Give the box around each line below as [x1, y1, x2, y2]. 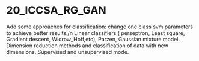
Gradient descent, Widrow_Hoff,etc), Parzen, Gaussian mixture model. [6, 36, 180, 43]
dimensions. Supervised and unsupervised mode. [6, 48, 129, 55]
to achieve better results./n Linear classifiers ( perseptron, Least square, [6, 29, 185, 36]
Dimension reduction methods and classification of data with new [6, 42, 168, 49]
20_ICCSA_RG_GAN [6, 4, 106, 17]
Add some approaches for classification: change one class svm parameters [6, 23, 194, 30]
